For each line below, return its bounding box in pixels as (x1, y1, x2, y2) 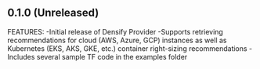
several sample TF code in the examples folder (36, 52, 188, 61)
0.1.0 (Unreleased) (7, 6, 99, 20)
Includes (7, 52, 35, 61)
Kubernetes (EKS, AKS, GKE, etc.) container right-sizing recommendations (7, 43, 247, 53)
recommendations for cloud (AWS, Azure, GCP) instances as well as (7, 35, 227, 45)
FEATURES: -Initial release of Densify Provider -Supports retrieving (7, 27, 224, 36)
